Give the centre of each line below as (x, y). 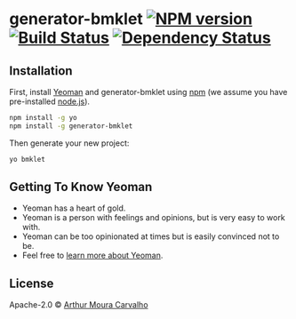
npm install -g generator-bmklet (71, 126)
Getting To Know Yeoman (81, 187)
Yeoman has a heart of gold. (74, 208)
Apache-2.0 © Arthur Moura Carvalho (79, 305)
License (32, 283)
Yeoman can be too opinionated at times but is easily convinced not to (151, 236)
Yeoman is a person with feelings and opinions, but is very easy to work (154, 218)
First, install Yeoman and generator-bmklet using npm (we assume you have (148, 92)
